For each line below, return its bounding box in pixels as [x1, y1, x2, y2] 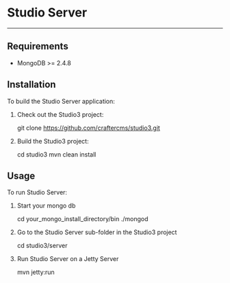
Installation [7, 79, 56, 91]
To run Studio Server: [7, 188, 67, 196]
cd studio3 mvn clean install [16, 150, 97, 159]
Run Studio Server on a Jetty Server [16, 255, 119, 263]
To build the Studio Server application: [7, 97, 115, 105]
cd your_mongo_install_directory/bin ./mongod [16, 215, 149, 223]
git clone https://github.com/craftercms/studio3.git [16, 124, 161, 132]
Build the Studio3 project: [16, 137, 89, 145]
